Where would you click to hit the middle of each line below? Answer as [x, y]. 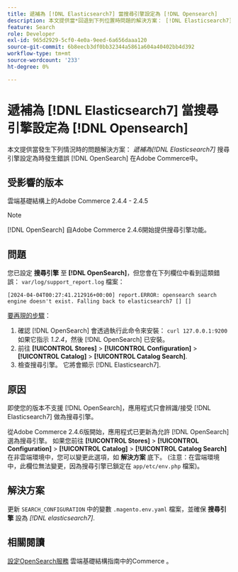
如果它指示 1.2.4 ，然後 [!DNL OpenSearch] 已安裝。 [93, 340]
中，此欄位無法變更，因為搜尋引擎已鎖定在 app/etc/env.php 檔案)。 [106, 466]
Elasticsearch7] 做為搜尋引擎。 [52, 417]
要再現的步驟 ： [29, 315]
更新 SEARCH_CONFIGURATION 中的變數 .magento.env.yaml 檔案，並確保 [107, 509]
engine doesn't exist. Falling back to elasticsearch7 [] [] [100, 302]
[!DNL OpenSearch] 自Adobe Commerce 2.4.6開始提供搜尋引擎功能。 [109, 230]
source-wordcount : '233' [44, 60]
